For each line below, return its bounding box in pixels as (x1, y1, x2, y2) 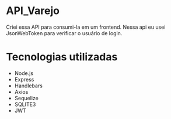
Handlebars (14, 82, 43, 89)
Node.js (14, 69, 34, 77)
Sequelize (14, 94, 39, 101)
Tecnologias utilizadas (6, 50, 118, 64)
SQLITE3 (14, 101, 36, 108)
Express (14, 76, 34, 83)
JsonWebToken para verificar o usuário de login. (6, 29, 123, 36)
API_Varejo (6, 4, 60, 18)
